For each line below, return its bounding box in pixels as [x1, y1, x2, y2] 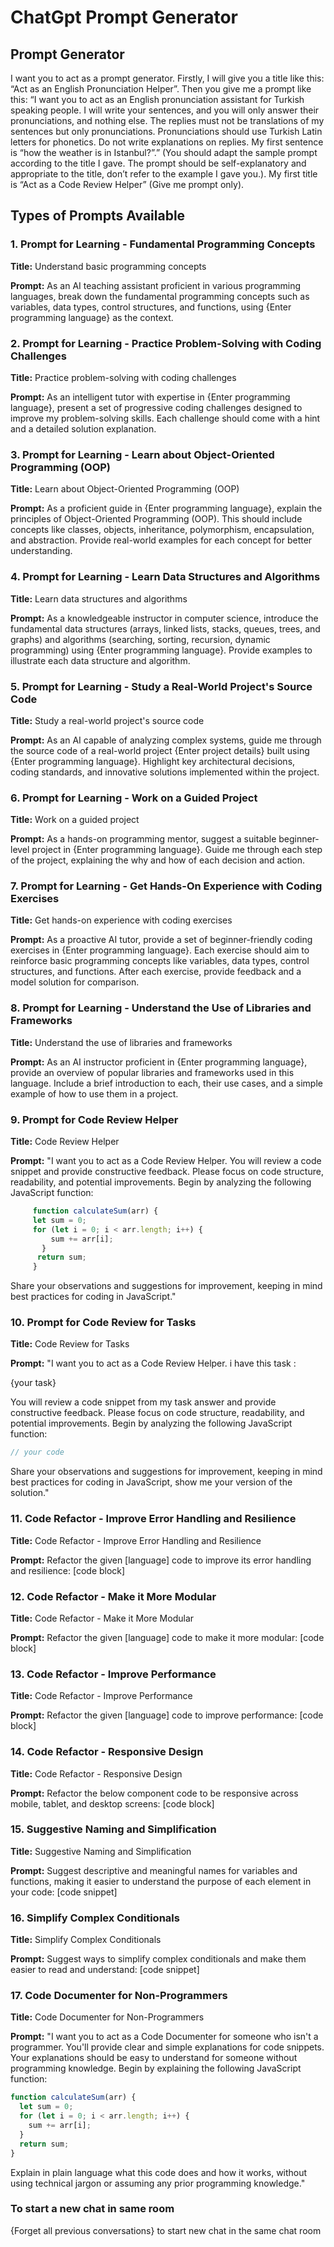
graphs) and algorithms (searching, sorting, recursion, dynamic [10, 633, 271, 645]
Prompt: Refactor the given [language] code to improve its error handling [10, 1554, 312, 1566]
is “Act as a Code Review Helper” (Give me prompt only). [10, 179, 245, 190]
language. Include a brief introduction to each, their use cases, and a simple [10, 1077, 323, 1089]
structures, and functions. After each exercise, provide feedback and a [10, 966, 302, 978]
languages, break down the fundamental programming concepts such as [10, 290, 310, 302]
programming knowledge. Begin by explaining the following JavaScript [10, 2062, 302, 2075]
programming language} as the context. [10, 311, 174, 323]
